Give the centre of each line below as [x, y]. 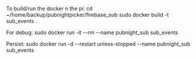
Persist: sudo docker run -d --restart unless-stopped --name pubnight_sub [98, 44]
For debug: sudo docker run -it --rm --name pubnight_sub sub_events [92, 32]
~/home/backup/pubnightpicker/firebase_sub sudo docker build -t [88, 15]
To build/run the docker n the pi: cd [49, 9]
